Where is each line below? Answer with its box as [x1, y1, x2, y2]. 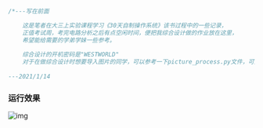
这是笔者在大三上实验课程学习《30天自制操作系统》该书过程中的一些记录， [22, 21, 228, 29]
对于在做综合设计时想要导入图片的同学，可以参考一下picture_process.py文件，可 [22, 58, 254, 66]
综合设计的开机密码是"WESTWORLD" [22, 51, 120, 59]
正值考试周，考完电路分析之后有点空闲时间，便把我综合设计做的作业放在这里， [22, 28, 238, 37]
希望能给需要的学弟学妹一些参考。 [22, 36, 116, 44]
